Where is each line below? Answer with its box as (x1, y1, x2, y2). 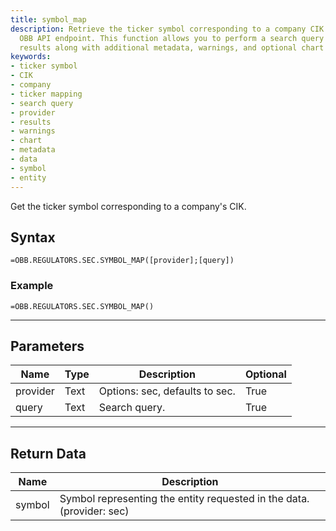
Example (10, 279, 54, 293)
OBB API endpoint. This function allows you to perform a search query (19, 33, 325, 43)
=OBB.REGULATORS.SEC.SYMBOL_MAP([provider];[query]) (10, 256, 235, 266)
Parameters (10, 338, 85, 355)
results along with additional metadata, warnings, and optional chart (19, 42, 325, 53)
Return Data (10, 445, 87, 462)
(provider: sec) (59, 504, 130, 518)
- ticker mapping (10, 89, 83, 99)
